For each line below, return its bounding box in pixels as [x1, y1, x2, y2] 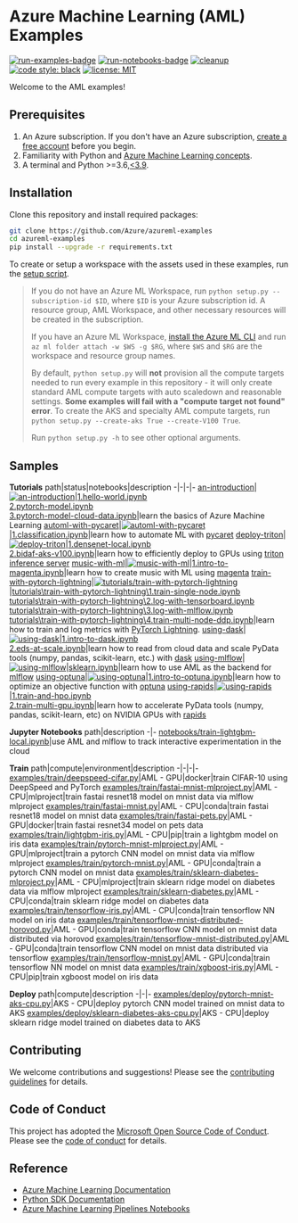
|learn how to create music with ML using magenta [63, 567, 250, 577]
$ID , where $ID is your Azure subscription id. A [94, 295, 266, 306]
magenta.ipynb [9, 567, 65, 577]
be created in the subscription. [30, 314, 144, 325]
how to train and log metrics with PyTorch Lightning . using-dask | [9, 624, 246, 634]
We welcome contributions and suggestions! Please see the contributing [9, 1066, 275, 1077]
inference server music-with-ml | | [9, 558, 193, 568]
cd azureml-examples [9, 235, 86, 244]
